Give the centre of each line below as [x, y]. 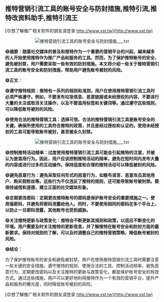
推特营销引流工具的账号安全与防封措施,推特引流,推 [81, 9]
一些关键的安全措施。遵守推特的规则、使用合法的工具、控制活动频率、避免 [80, 265]
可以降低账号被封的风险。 [31, 109]
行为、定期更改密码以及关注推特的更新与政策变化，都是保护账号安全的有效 [84, 272]
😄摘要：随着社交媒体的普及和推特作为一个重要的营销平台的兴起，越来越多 [80, 51]
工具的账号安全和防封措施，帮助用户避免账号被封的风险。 [67, 70]
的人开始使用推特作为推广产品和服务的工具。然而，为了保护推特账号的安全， [82, 57]
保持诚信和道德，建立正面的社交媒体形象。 [48, 187]
